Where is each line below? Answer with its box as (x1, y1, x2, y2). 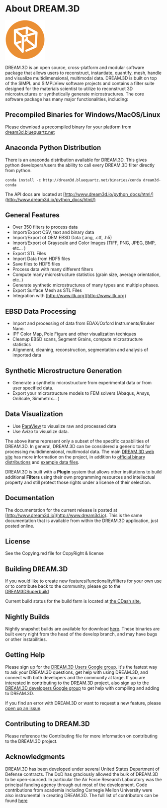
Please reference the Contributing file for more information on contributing (5, 733, 158, 739)
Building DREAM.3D (5, 565, 68, 573)
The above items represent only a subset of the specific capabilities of (5, 438, 150, 444)
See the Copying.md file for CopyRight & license (5, 550, 104, 556)
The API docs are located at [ (5, 191, 65, 197)
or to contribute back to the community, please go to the (5, 583, 121, 589)
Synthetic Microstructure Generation (5, 366, 122, 375)
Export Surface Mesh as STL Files (12, 287, 82, 293)
